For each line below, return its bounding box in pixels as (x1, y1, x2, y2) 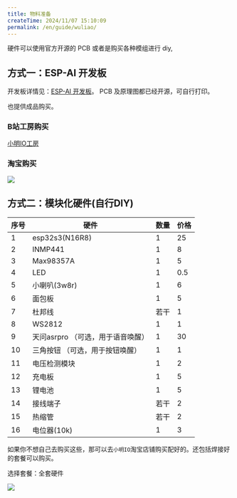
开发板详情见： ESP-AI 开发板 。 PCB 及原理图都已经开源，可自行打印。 (7, 87, 214, 96)
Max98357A (32, 255, 75, 265)
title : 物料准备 (7, 10, 51, 18)
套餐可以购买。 (13, 453, 58, 462)
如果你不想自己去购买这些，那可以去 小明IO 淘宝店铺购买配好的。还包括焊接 (7, 445, 224, 453)
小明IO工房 (7, 139, 39, 148)
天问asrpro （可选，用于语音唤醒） (32, 332, 149, 341)
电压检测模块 (32, 359, 76, 369)
